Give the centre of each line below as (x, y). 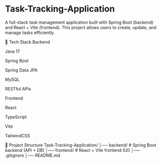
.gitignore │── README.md (33, 155)
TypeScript (16, 117)
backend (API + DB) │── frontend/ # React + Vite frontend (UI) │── (73, 150)
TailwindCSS (18, 135)
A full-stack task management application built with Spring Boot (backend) (79, 22)
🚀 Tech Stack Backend (27, 42)
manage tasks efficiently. (30, 32)
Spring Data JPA (21, 70)
